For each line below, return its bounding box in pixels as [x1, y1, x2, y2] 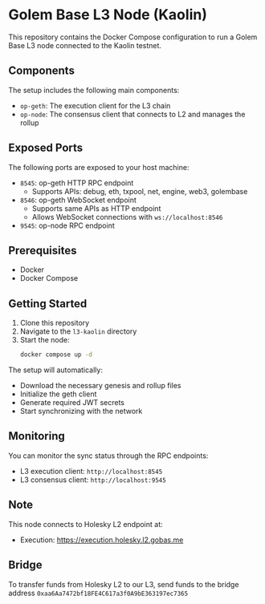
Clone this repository [19, 318, 90, 328]
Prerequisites [8, 243, 77, 257]
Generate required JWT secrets [19, 398, 125, 407]
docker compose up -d [19, 351, 92, 359]
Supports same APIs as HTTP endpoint [31, 203, 161, 213]
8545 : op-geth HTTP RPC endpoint [19, 178, 134, 188]
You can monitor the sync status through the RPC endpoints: [8, 451, 209, 460]
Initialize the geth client [19, 389, 97, 399]
